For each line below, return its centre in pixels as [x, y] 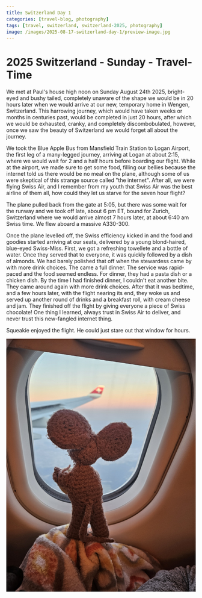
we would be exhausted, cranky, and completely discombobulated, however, [101, 124]
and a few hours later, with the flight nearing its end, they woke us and [93, 293]
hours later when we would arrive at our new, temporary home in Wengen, [98, 105]
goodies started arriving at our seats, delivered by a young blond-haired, [96, 242]
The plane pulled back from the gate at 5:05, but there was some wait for [97, 205]
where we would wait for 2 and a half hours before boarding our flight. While [101, 161]
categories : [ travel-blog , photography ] [58, 19]
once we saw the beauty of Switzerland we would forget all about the [92, 130]
